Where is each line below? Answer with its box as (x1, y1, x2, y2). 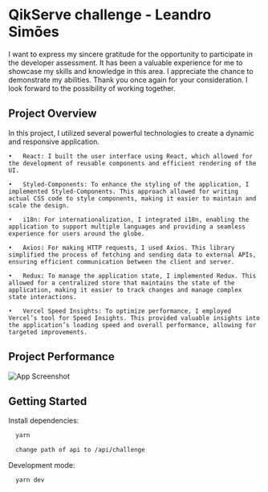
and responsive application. (8, 137, 100, 146)
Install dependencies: (8, 416, 79, 425)
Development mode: (8, 461, 75, 470)
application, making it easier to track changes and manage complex (8, 285, 242, 294)
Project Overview (8, 107, 97, 121)
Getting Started (8, 394, 87, 408)
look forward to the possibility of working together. (8, 83, 176, 93)
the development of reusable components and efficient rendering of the (8, 159, 257, 167)
